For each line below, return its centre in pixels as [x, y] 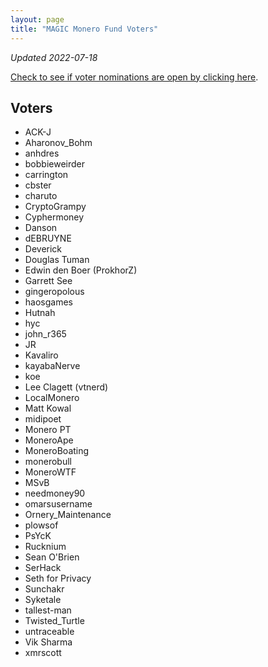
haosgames [48, 302]
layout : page [37, 19]
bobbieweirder [55, 164]
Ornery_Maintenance [68, 515]
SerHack [43, 568]
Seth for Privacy [58, 578]
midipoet [43, 419]
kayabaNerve [52, 366]
